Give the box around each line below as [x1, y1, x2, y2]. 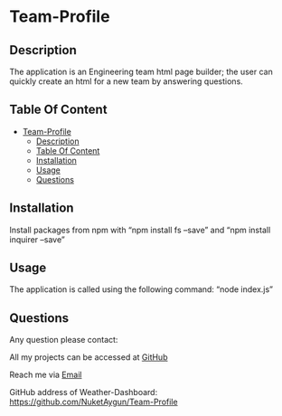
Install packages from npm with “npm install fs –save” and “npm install [9, 224, 271, 235]
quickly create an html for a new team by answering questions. [9, 76, 244, 87]
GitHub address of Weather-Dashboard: [9, 387, 158, 398]
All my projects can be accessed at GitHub [9, 352, 168, 363]
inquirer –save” [9, 233, 65, 245]
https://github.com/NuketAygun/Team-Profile [9, 396, 178, 408]
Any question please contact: [9, 335, 118, 345]
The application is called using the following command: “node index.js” [9, 284, 274, 295]
